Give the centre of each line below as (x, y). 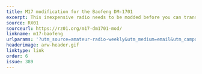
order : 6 (17, 56)
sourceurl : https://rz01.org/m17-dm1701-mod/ (64, 28)
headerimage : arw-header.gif (43, 45)
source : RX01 (23, 23)
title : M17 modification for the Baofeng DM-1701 (70, 12)
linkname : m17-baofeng (35, 34)
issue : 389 (20, 61)
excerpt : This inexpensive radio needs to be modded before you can (94, 17)
